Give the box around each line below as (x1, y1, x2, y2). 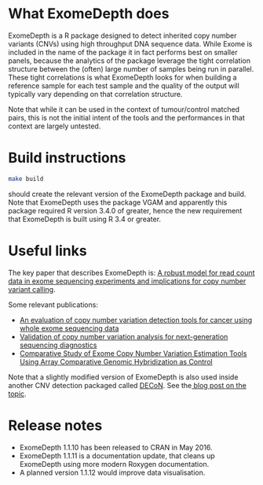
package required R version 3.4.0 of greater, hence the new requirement (8, 205, 243, 215)
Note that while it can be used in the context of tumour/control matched (8, 104, 240, 114)
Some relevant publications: (8, 300, 98, 309)
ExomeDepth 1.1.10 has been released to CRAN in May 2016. (19, 442, 214, 452)
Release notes (8, 417, 103, 434)
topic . (8, 389, 27, 398)
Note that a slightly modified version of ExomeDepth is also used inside (8, 372, 239, 382)
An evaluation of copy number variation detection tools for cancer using (19, 315, 253, 324)
